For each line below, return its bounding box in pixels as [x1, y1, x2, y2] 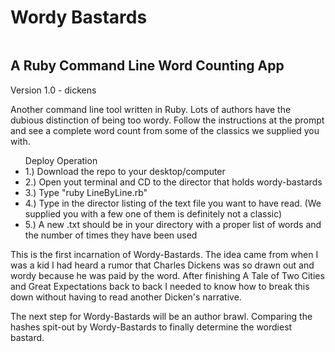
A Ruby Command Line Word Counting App [10, 57, 285, 75]
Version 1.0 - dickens [10, 84, 97, 96]
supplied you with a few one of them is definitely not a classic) [24, 207, 283, 220]
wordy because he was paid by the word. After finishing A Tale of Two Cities [10, 269, 325, 281]
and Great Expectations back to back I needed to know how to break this [10, 280, 310, 292]
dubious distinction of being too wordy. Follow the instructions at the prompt [10, 114, 325, 126]
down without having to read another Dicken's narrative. [10, 291, 242, 303]
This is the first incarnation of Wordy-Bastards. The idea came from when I [10, 248, 319, 260]
